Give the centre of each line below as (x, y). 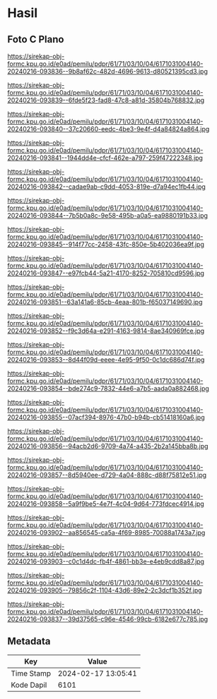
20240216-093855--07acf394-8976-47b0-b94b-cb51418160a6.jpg (106, 417)
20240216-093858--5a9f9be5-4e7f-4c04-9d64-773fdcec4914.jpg (106, 504)
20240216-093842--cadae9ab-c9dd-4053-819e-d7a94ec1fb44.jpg (107, 187)
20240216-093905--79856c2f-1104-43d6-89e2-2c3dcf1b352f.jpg (105, 590)
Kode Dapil (29, 685)
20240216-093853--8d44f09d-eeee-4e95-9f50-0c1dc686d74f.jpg (106, 359)
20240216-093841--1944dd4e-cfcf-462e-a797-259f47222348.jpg (105, 158)
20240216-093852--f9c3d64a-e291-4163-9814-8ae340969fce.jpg (106, 331)
